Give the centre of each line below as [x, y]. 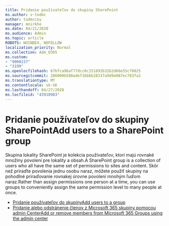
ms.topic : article [24, 38]
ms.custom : [17, 57]
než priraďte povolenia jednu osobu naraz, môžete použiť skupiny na [77, 171]
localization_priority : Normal [38, 48]
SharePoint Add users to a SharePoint [84, 130]
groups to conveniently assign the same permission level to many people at [83, 187]
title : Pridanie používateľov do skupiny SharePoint [62, 10]
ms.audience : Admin [26, 33]
